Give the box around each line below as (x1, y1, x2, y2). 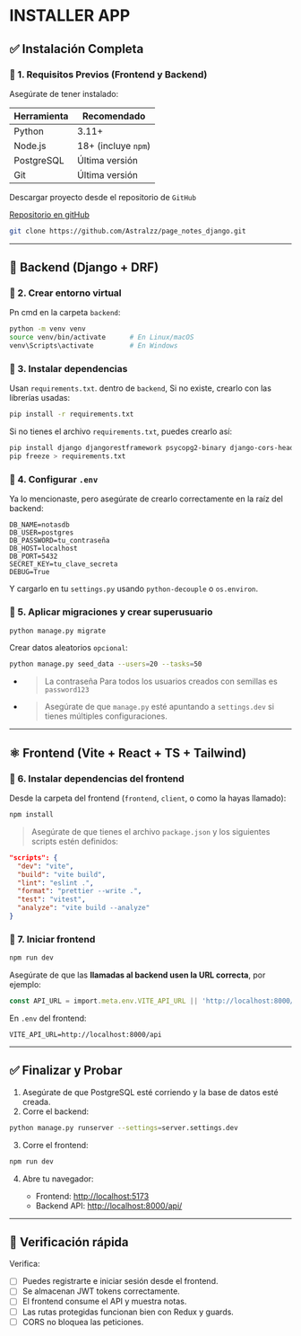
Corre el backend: (21, 1106, 90, 1117)
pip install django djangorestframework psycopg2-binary (9, 444, 227, 453)
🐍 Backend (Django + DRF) (9, 260, 159, 275)
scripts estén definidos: (30, 836, 119, 846)
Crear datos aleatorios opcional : (9, 642, 128, 653)
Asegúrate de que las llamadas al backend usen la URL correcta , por (9, 969, 266, 980)
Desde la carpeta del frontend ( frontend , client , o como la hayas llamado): (9, 792, 287, 804)
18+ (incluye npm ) (77, 139, 150, 152)
